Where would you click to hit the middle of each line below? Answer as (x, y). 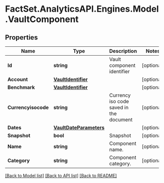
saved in (119, 107)
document (121, 120)
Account (18, 79)
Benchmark (21, 87)
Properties (21, 37)
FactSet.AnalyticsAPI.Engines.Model (82, 9)
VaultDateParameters (79, 128)
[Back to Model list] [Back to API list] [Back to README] (61, 176)
